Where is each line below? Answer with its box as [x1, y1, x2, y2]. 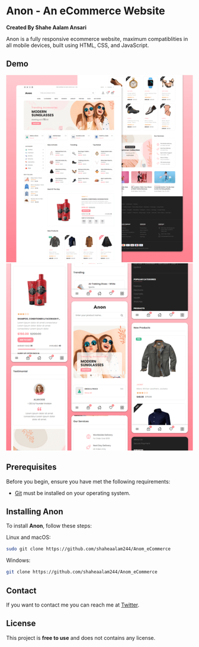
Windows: [6, 557, 31, 564]
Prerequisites [6, 462, 57, 472]
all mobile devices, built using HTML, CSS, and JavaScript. [6, 42, 149, 49]
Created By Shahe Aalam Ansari [6, 24, 87, 31]
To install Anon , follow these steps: [6, 522, 92, 529]
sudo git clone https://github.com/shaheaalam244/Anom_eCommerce [6, 546, 171, 552]
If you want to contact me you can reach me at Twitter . [6, 601, 140, 608]
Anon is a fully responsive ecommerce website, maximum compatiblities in [6, 35, 188, 42]
